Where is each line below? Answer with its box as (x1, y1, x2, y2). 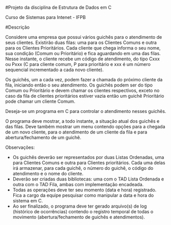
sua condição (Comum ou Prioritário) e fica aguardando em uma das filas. (5, 51, 161, 56)
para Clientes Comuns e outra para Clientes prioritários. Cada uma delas (12, 160, 165, 166)
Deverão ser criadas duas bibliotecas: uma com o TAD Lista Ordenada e (12, 176, 164, 182)
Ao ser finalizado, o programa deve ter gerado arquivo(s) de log (12, 203, 147, 209)
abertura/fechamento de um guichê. (5, 134, 82, 140)
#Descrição (5, 24, 30, 30)
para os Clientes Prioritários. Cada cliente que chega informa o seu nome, (5, 45, 161, 51)
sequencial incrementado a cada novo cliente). (5, 66, 104, 73)
